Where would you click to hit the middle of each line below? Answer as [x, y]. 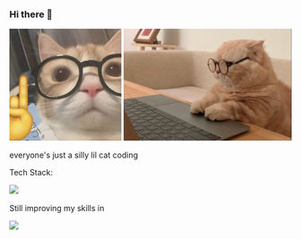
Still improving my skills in [57, 209]
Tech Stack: [31, 173]
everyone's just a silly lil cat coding [74, 155]
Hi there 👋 [31, 14]
